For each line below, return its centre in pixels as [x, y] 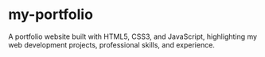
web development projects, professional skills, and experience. [111, 44]
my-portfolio [51, 15]
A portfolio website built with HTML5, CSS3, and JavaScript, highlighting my [132, 36]
